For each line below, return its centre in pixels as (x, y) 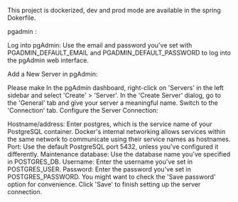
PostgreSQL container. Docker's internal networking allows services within (117, 131)
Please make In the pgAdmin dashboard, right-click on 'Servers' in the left (115, 88)
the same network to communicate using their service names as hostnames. (119, 139)
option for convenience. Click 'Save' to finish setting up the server (104, 184)
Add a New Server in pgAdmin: (53, 74)
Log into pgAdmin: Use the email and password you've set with (100, 45)
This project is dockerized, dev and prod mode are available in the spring (114, 10)
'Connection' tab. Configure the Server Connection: (83, 110)
